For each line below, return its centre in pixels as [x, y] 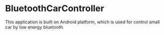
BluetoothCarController [55, 9]
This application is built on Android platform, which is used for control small [82, 22]
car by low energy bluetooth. [35, 27]
